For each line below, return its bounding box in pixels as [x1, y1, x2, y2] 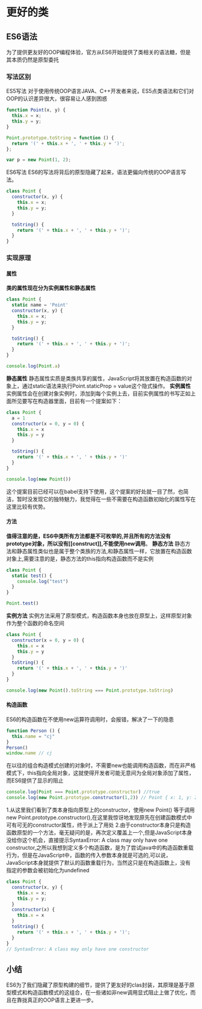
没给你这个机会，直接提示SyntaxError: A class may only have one [6, 836, 168, 844]
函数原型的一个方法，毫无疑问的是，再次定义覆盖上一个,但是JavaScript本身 [6, 829, 192, 836]
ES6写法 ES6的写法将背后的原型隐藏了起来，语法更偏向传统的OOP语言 [6, 168, 182, 176]
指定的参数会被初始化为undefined [6, 867, 90, 874]
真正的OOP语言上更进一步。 [26, 996, 97, 1004]
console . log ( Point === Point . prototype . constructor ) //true [6, 789, 161, 795]
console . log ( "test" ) [17, 578, 69, 584]
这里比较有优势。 [6, 503, 49, 510]
